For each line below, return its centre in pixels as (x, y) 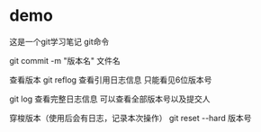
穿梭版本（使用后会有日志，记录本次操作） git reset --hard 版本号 (130, 118)
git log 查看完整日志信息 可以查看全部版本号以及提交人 (110, 99)
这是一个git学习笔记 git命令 (59, 41)
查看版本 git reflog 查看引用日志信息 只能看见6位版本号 (111, 79)
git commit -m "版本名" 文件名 (65, 60)
